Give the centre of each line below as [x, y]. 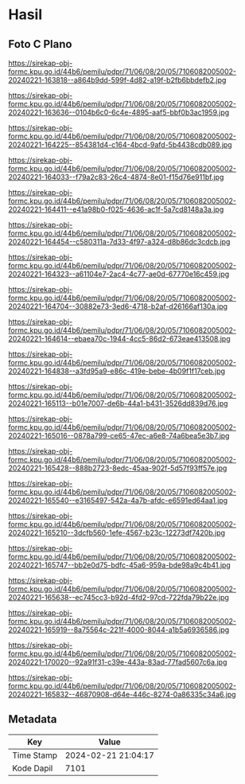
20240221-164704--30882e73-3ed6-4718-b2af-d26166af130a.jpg [118, 306]
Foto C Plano [40, 44]
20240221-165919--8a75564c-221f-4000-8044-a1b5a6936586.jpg [119, 630]
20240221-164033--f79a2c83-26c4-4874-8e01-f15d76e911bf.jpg [116, 177]
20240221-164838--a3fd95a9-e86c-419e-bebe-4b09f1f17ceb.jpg [117, 371]
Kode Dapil [33, 768]
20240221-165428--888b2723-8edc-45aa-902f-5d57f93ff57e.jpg [118, 468]
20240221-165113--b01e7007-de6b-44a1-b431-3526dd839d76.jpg [118, 403]
